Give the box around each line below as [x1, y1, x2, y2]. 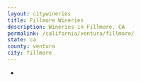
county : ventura [7, 43, 55, 50]
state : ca [7, 36, 37, 43]
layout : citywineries [7, 10, 72, 18]
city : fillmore [7, 50, 52, 57]
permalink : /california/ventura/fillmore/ [7, 29, 135, 37]
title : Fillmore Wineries [7, 17, 84, 24]
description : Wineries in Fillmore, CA [7, 23, 125, 30]
